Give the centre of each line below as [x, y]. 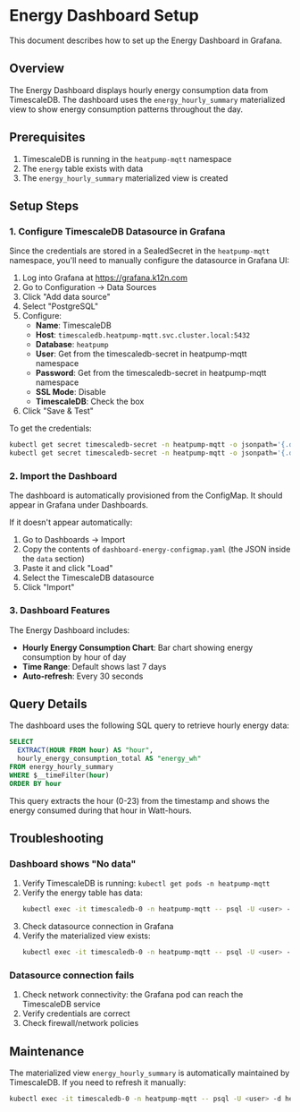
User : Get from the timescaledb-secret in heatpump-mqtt [141, 354]
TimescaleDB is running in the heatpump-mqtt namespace [127, 158]
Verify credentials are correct [76, 1014]
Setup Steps [44, 205]
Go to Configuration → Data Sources [89, 287]
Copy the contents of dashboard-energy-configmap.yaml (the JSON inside [156, 549]
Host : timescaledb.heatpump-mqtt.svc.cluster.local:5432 [143, 335]
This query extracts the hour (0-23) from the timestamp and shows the [139, 800]
